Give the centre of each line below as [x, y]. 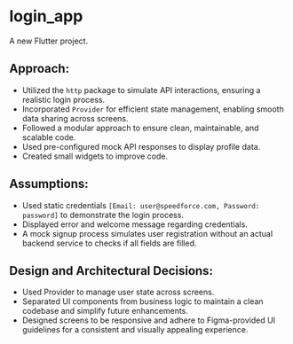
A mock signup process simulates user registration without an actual [147, 233]
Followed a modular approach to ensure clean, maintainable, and [140, 128]
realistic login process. [63, 99]
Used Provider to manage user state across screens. [118, 292]
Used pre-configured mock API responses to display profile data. [141, 146]
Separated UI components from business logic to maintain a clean [143, 301]
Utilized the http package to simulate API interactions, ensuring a [141, 90]
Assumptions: [49, 184]
